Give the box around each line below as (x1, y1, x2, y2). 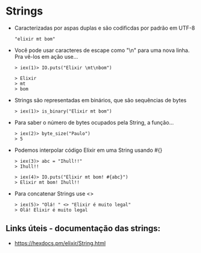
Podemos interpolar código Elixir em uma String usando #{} (14, 146, 163, 154)
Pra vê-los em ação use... (14, 53, 78, 60)
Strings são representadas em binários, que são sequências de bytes (14, 96, 187, 103)
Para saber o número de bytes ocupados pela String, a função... (14, 119, 174, 126)
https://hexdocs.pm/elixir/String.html (14, 239, 106, 246)
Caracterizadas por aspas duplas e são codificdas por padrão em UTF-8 (14, 24, 196, 31)
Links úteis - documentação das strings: (5, 223, 161, 234)
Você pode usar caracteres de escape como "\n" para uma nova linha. (14, 47, 190, 54)
